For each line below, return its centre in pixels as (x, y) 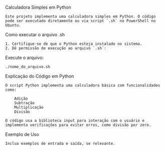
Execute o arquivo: (25, 58)
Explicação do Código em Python (40, 76)
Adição (21, 99)
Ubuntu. (13, 25)
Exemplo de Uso (22, 134)
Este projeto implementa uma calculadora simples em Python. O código (80, 17)
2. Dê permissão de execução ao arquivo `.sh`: (56, 48)
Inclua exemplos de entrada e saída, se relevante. (60, 143)
